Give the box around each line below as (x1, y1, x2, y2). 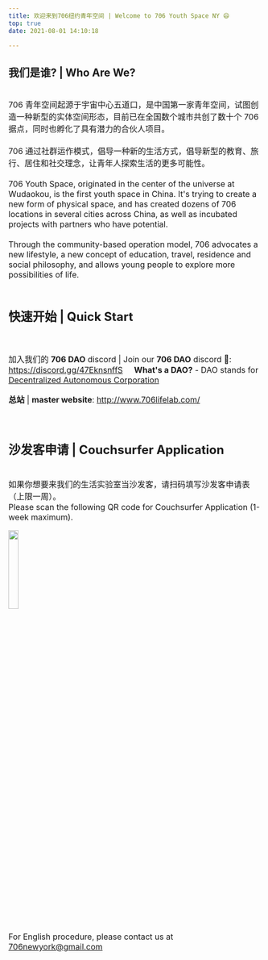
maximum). (31, 511, 74, 523)
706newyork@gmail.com (8, 941, 103, 953)
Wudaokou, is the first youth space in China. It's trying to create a (8, 189, 258, 200)
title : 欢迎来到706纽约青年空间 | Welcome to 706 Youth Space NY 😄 (8, 11, 230, 20)
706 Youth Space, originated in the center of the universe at (8, 178, 235, 190)
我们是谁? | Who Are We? (8, 65, 136, 79)
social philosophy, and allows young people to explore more (8, 259, 236, 270)
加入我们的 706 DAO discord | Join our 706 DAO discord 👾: (8, 353, 232, 365)
